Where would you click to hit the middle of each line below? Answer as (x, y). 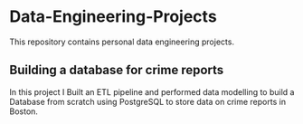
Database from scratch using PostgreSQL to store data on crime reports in (148, 101)
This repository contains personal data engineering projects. (122, 42)
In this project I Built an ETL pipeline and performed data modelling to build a (152, 91)
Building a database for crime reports (117, 70)
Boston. (24, 111)
